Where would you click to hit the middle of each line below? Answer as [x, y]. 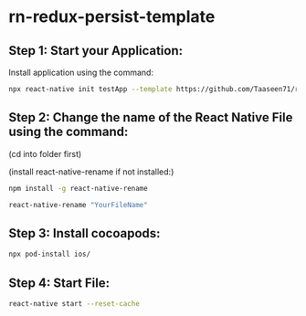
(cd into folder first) [45, 153]
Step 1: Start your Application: [96, 51]
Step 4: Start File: [59, 283]
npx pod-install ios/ [50, 254]
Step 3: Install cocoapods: [84, 233]
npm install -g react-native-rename [78, 188]
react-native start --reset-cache [74, 303]
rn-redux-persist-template [112, 17]
